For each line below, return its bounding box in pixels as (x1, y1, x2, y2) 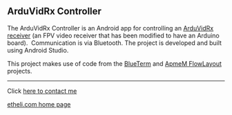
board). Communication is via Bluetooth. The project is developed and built (7, 38, 222, 47)
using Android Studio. (7, 46, 69, 54)
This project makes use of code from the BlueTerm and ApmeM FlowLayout (7, 59, 222, 68)
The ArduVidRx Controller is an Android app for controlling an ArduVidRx (7, 24, 214, 32)
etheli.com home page (7, 100, 71, 108)
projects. (7, 67, 32, 75)
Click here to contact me (7, 87, 77, 95)
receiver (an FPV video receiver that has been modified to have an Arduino (7, 31, 220, 39)
